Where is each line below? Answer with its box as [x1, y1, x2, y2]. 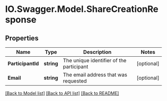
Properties [5, 34, 39, 42]
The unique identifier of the [63, 57, 127, 64]
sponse [5, 14, 37, 25]
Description [83, 49, 112, 55]
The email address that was [63, 71, 128, 78]
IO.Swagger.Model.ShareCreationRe [5, 3, 159, 15]
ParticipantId [7, 60, 39, 67]
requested [63, 78, 87, 84]
